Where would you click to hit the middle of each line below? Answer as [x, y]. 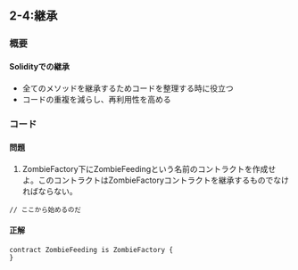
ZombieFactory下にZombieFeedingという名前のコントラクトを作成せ [149, 168]
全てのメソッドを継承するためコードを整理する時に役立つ [128, 88]
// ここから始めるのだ [46, 209]
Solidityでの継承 [39, 66]
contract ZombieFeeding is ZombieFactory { [91, 250]
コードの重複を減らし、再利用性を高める [96, 99]
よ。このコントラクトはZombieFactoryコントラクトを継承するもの [144, 180]
